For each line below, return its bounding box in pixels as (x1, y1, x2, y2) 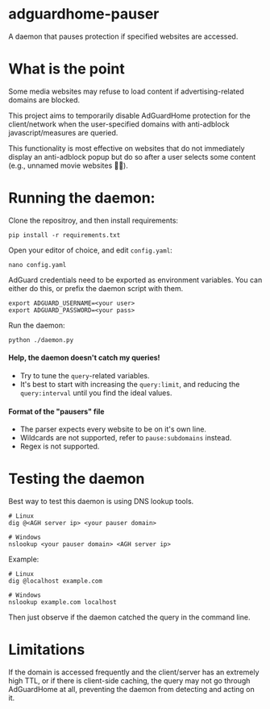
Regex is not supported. (19, 441, 100, 452)
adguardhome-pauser (8, 5, 160, 23)
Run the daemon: (8, 320, 66, 330)
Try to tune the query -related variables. (19, 371, 150, 381)
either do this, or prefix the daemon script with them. (8, 283, 184, 293)
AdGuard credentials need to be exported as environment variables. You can (8, 275, 263, 285)
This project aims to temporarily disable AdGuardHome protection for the (8, 111, 251, 120)
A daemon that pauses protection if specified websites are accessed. (8, 31, 239, 41)
